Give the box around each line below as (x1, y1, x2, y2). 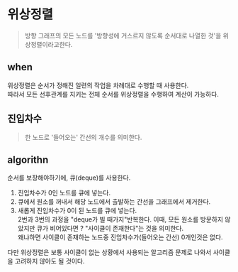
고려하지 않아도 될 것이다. (14, 257, 85, 266)
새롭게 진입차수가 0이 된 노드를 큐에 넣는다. (17, 207, 137, 215)
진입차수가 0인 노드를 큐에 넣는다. (17, 189, 111, 197)
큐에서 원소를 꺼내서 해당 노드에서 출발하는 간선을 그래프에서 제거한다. (17, 197, 211, 206)
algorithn (7, 153, 49, 165)
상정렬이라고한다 (24, 40, 71, 48)
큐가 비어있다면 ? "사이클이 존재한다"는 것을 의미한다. (36, 224, 184, 233)
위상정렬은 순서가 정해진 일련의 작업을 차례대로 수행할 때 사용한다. (7, 81, 189, 89)
